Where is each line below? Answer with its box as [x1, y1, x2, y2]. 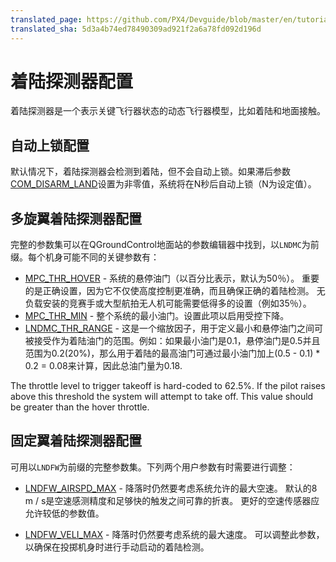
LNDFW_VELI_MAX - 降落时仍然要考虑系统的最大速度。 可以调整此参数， [24, 528, 325, 540]
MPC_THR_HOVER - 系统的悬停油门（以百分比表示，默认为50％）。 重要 [24, 272, 320, 285]
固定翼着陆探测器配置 [10, 432, 142, 450]
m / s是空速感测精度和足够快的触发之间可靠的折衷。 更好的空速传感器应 [24, 494, 320, 506]
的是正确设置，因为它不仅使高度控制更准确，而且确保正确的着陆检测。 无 [24, 285, 326, 297]
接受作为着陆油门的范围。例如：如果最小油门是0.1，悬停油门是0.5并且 [33, 335, 321, 347]
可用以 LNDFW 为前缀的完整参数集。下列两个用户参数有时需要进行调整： [10, 461, 296, 473]
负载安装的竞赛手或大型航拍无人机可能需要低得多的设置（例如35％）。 [24, 297, 312, 310]
